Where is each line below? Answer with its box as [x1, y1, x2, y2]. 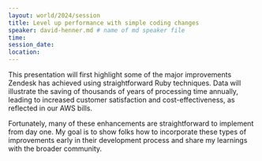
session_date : [8, 41, 55, 49]
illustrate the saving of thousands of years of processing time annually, [8, 87, 239, 95]
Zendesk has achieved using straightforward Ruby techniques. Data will [8, 78, 241, 88]
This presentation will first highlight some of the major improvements [8, 70, 232, 79]
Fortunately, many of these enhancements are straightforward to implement [8, 119, 254, 128]
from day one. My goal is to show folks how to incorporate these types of [8, 127, 247, 137]
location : [8, 48, 41, 56]
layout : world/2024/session [8, 11, 101, 20]
